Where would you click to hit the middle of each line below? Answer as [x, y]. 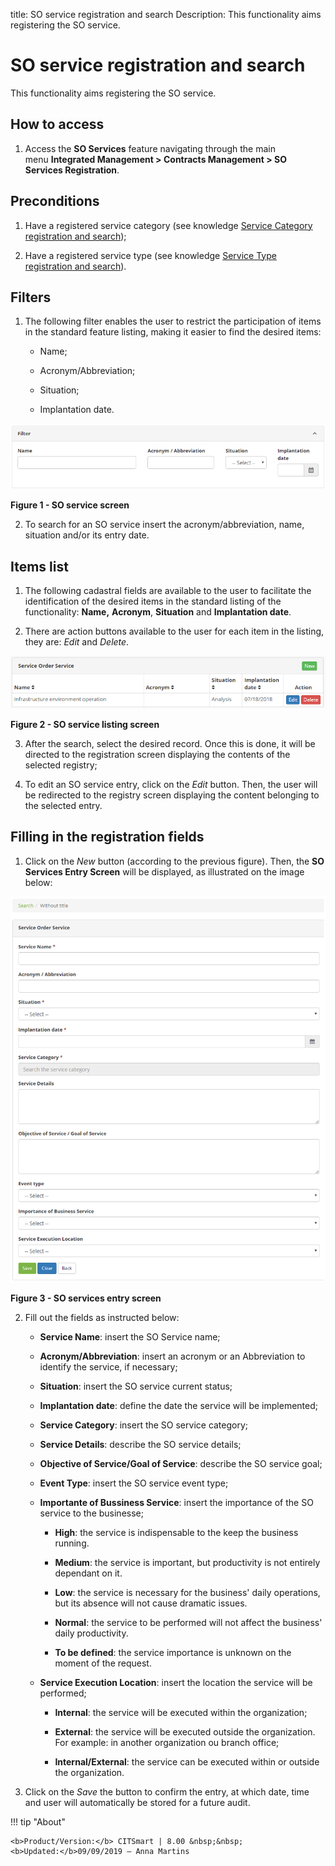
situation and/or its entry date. [87, 535]
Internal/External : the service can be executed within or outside [187, 1762]
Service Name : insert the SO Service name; [130, 1337]
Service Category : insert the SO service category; [144, 1425]
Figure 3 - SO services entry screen [86, 1298]
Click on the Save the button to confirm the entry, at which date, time [167, 1792]
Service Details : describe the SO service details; [140, 1445]
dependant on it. [88, 1573]
